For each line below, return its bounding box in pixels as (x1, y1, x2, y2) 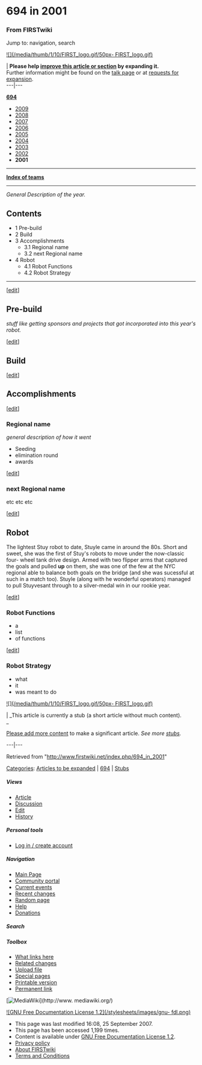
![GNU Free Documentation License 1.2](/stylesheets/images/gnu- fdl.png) (6, 1008, 191, 1016)
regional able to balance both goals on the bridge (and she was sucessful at (6, 569, 194, 576)
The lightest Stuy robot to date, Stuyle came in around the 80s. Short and (6, 544, 188, 551)
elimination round (14, 452, 58, 459)
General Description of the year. (6, 191, 86, 198)
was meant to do (14, 688, 57, 695)
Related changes (14, 959, 57, 967)
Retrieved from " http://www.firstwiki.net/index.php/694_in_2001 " (6, 753, 167, 760)
